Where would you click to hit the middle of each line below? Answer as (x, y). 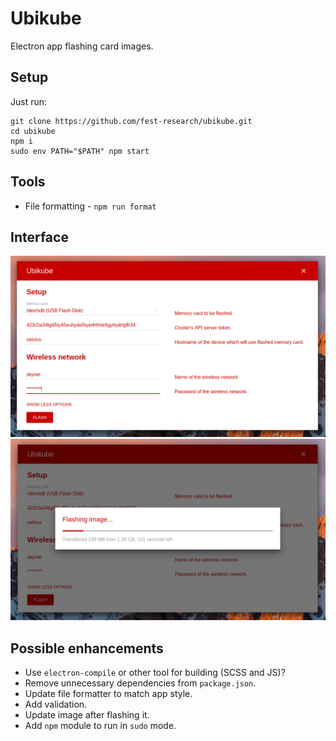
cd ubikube (33, 131)
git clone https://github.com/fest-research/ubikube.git (131, 121)
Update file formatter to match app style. (108, 693)
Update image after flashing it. (87, 714)
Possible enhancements (87, 648)
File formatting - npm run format (90, 206)
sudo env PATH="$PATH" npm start (80, 151)
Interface (39, 237)
